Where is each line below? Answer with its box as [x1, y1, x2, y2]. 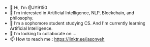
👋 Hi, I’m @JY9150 [9, 5, 48, 10]
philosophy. [9, 15, 33, 21]
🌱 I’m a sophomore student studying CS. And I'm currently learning [9, 20, 146, 26]
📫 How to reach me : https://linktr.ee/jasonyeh [9, 36, 105, 42]
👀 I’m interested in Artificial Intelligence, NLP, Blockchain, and [9, 10, 134, 16]
